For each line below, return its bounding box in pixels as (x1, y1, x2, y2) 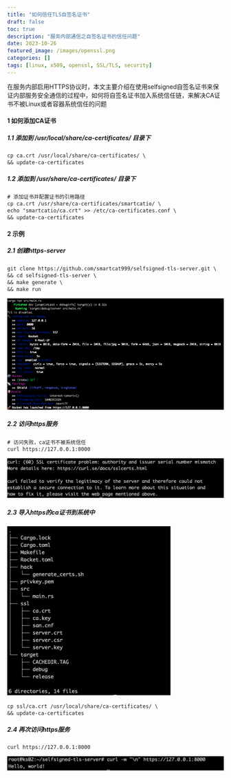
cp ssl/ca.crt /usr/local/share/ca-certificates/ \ (7, 703, 158, 710)
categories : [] (7, 55, 51, 62)
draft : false (7, 18, 45, 25)
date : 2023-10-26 (7, 40, 57, 47)
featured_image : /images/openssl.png (7, 47, 115, 54)
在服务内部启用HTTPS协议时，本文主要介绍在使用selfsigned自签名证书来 (7, 83, 213, 91)
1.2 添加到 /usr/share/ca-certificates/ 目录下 (7, 174, 136, 182)
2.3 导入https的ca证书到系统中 (7, 508, 96, 516)
